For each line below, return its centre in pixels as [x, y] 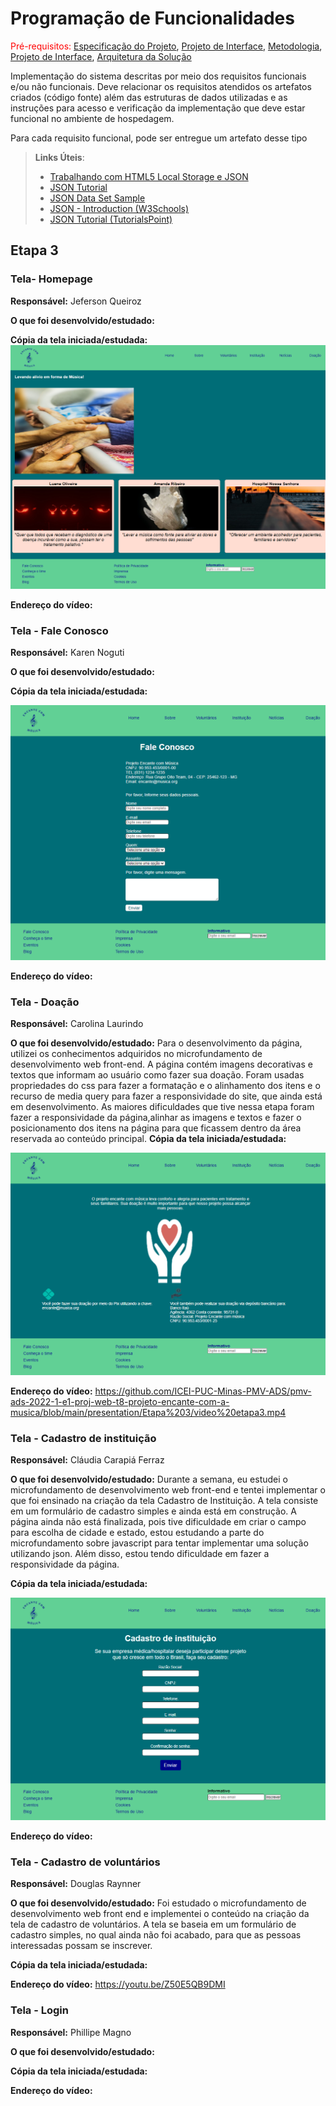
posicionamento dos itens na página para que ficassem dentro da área [156, 1128]
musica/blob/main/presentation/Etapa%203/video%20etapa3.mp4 [148, 1412]
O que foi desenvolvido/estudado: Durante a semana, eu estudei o [149, 1479]
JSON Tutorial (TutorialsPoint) [111, 219]
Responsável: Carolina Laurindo [77, 1024]
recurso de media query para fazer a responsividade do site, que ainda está [166, 1096]
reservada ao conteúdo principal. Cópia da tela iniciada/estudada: [148, 1139]
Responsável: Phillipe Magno [71, 2032]
